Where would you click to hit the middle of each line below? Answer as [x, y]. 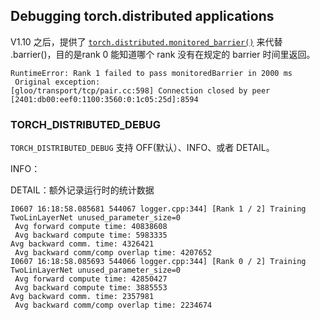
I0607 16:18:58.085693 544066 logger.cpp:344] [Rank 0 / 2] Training [158, 262]
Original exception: [57, 82]
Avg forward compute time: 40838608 [91, 227]
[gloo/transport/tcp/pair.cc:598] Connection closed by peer [140, 90]
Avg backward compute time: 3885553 [91, 288]
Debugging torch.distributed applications [142, 16]
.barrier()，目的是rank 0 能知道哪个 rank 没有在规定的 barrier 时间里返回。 [163, 54]
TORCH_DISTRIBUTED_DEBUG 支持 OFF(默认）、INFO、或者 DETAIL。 [142, 148]
